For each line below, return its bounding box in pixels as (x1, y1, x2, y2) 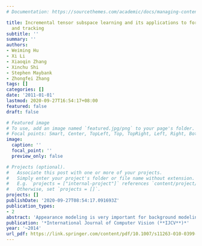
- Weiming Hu (6, 47, 39, 54)
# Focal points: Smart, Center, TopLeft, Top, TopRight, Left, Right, (6, 131, 187, 137)
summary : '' (6, 37, 36, 43)
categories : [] (6, 86, 44, 93)
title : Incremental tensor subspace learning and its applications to (6, 19, 187, 26)
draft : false (6, 109, 39, 115)
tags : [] (6, 81, 28, 87)
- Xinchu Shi (6, 64, 39, 70)
